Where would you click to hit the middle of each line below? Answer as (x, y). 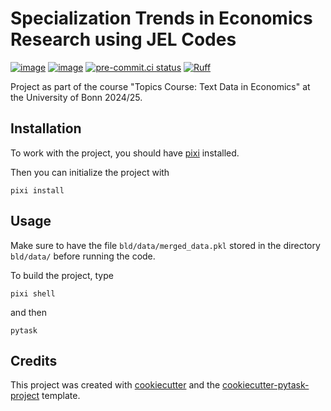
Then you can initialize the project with (90, 172)
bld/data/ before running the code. (83, 256)
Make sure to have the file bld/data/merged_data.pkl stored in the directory (165, 245)
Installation (46, 128)
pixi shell (33, 293)
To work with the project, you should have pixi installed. (125, 153)
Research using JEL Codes (123, 39)
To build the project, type (62, 275)
